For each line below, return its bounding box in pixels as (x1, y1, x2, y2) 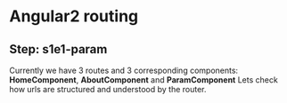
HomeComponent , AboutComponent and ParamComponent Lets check (9, 75, 278, 85)
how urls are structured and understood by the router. (9, 84, 207, 94)
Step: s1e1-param (9, 42, 108, 57)
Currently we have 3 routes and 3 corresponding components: (9, 65, 239, 75)
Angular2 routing (9, 6, 139, 27)
